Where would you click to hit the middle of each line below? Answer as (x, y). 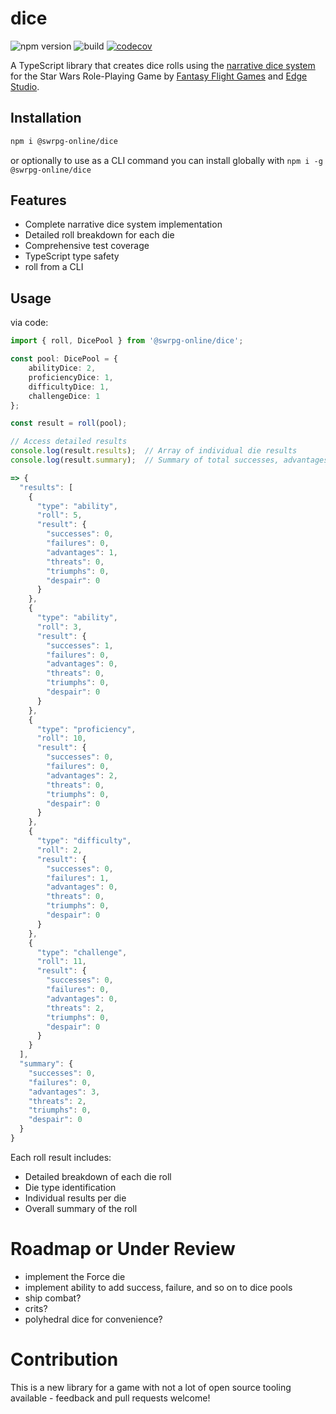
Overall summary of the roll (81, 1208)
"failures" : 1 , (78, 878)
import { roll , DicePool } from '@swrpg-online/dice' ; (127, 341)
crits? (36, 1308)
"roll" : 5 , (59, 515)
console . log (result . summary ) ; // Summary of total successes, (145, 460)
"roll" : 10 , (61, 738)
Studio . (25, 86)
